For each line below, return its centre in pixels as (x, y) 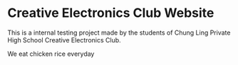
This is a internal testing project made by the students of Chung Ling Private (119, 32)
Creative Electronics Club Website (111, 13)
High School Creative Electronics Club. (64, 40)
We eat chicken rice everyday (51, 54)
